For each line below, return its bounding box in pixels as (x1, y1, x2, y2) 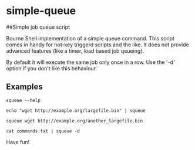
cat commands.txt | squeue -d (6, 128, 80, 134)
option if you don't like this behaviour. (6, 64, 97, 71)
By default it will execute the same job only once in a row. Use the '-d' (6, 59, 175, 66)
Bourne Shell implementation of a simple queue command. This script (6, 35, 175, 42)
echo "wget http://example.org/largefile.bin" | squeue (6, 107, 146, 114)
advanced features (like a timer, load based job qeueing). (6, 47, 144, 54)
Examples (6, 82, 43, 92)
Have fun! (6, 138, 30, 145)
